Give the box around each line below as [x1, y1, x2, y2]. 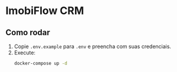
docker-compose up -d [14, 60, 67, 66]
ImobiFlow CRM [5, 4, 84, 18]
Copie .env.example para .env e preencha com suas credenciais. [14, 43, 172, 50]
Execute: [14, 49, 36, 56]
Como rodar [5, 28, 51, 37]
